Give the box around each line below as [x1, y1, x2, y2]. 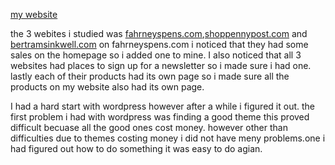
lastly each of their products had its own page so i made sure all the [10, 70, 290, 82]
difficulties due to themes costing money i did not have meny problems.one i [10, 132, 326, 144]
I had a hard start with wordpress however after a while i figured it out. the [10, 100, 315, 112]
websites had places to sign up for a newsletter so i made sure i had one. [10, 60, 312, 71]
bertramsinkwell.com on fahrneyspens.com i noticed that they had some [10, 39, 309, 50]
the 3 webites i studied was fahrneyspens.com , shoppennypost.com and [10, 28, 308, 39]
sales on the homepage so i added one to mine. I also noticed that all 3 [10, 49, 302, 61]
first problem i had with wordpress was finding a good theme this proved [10, 111, 310, 123]
